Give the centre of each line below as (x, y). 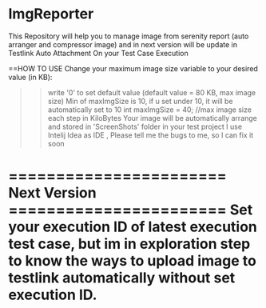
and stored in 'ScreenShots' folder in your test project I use (145, 126)
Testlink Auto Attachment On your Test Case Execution (99, 53)
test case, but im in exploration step (129, 244)
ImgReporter (51, 14)
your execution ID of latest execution (133, 227)
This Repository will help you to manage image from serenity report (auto (129, 36)
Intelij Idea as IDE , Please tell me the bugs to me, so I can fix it (151, 135)
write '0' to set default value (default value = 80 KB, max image (152, 92)
